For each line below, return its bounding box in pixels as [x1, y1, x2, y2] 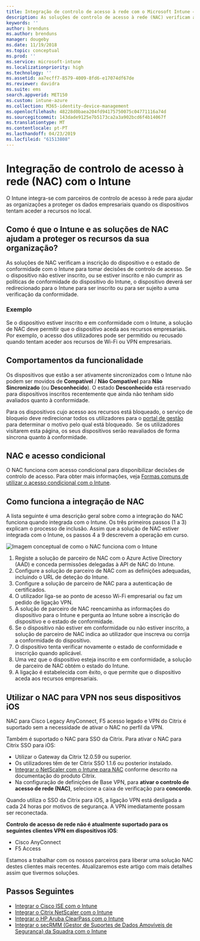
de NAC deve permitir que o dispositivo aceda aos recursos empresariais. [6, 325, 187, 332]
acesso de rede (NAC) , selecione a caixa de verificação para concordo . [14, 785, 192, 792]
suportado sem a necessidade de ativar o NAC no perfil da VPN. [6, 724, 164, 731]
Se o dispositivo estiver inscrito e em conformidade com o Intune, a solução [6, 319, 192, 326]
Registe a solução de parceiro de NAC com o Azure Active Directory [14, 554, 182, 561]
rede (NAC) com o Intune [6, 174, 131, 188]
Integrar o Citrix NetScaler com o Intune [14, 908, 113, 916]
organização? [6, 243, 58, 254]
